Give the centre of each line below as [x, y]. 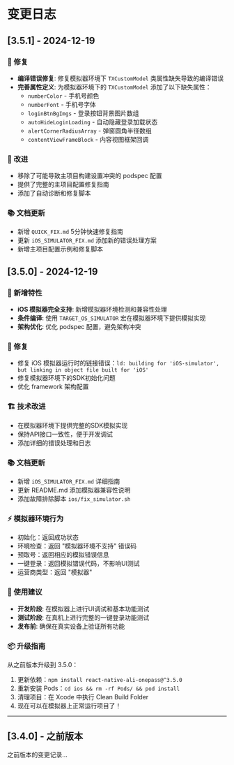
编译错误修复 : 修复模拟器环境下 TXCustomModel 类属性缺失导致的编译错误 [120, 78]
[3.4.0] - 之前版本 [45, 737]
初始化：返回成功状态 [48, 537]
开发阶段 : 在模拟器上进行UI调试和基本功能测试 [83, 609]
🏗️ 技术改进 [26, 407]
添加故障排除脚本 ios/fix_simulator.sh [74, 499]
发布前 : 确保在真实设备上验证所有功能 [71, 626]
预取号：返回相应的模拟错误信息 [63, 555]
